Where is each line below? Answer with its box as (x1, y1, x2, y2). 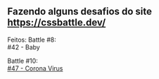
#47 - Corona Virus (7, 63, 63, 73)
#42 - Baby (7, 42, 40, 51)
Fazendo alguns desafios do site (7, 6, 153, 18)
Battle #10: (7, 56, 39, 65)
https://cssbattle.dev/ (7, 17, 106, 29)
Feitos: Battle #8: (7, 35, 56, 44)
